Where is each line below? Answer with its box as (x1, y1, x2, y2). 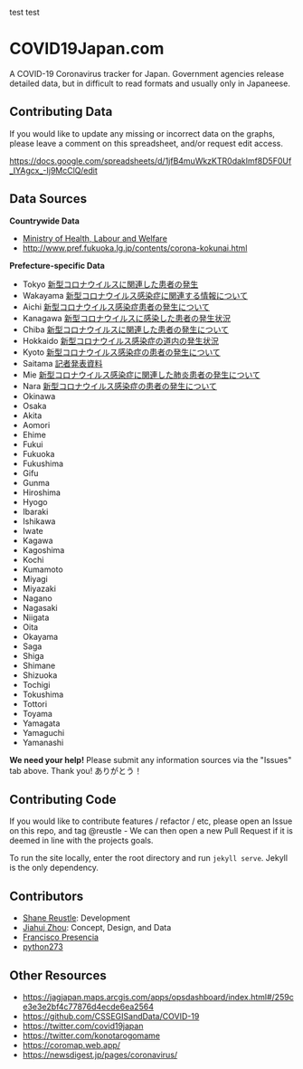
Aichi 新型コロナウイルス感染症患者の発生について (22, 301, 211, 312)
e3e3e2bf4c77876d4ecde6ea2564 (22, 1001, 154, 1012)
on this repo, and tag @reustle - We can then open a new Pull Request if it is (9, 826, 294, 836)
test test (9, 7, 41, 17)
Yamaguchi (22, 727, 65, 738)
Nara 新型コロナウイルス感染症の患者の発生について (22, 380, 217, 391)
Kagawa (22, 535, 53, 546)
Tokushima (22, 689, 64, 700)
